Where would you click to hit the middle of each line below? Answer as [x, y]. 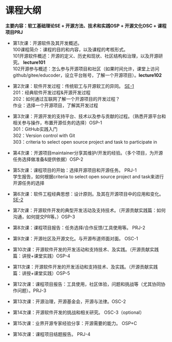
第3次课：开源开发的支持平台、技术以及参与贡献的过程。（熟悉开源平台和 [89, 116]
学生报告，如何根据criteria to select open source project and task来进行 [88, 176]
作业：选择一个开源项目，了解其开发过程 [55, 105]
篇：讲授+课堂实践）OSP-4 [41, 256]
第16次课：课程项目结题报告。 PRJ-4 [51, 334]
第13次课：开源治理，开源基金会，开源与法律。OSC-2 [69, 301]
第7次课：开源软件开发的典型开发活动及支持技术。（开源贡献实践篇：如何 [89, 210]
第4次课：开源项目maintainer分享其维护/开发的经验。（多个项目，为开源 [88, 153]
